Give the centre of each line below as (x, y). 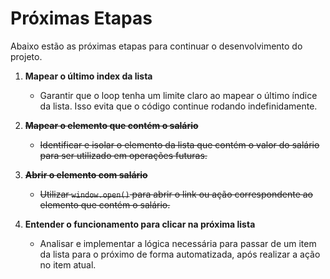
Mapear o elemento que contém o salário (111, 125)
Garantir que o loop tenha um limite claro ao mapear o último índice (178, 95)
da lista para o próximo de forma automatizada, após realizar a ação (180, 254)
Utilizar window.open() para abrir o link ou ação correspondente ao (176, 194)
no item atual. (68, 264)
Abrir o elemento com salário (86, 174)
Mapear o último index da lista (88, 76)
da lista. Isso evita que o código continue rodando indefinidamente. (178, 106)
